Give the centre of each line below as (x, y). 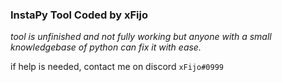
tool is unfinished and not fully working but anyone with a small (141, 37)
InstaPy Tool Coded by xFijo (79, 15)
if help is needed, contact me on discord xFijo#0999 (117, 67)
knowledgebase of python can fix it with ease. (106, 47)
